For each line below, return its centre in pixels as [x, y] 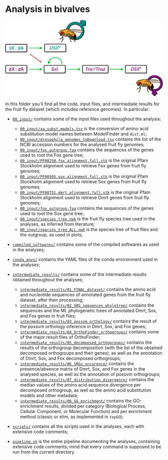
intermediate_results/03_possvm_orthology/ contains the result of [88, 321]
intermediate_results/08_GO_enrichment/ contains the [76, 401]
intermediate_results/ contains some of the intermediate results [79, 274]
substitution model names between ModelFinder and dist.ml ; [83, 134]
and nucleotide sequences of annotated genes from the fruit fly [85, 294]
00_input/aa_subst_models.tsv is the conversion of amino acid [84, 128]
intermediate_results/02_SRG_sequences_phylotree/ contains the [87, 305]
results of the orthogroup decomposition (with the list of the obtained [91, 348]
